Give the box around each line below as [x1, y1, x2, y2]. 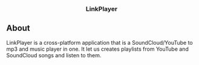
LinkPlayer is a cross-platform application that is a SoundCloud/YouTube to [6, 39, 194, 46]
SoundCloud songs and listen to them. [6, 51, 102, 58]
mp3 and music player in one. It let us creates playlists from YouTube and [6, 45, 189, 52]
